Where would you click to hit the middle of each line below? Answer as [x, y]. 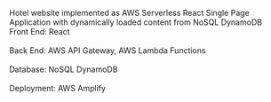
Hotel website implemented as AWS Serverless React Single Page [130, 13]
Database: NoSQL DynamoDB [64, 69]
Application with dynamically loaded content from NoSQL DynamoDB [136, 22]
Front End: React [40, 31]
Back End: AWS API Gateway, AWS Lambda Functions [108, 51]
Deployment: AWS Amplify [58, 88]
